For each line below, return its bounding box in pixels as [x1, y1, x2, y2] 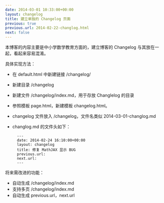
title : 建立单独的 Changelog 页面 [5, 16, 71, 21]
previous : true [5, 21, 36, 26]
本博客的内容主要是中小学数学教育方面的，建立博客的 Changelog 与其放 [5, 44, 151, 50]
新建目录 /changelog [12, 82, 54, 88]
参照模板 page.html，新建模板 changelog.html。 [12, 103, 110, 108]
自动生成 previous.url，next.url [12, 193, 75, 198]
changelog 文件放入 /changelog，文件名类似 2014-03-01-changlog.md [12, 113, 156, 119]
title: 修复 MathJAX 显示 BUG [17, 147, 76, 152]
